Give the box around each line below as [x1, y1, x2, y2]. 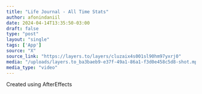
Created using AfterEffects [6, 81, 72, 88]
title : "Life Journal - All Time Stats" [6, 8, 109, 15]
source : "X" [6, 48, 36, 54]
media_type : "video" [6, 64, 58, 71]
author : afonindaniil [6, 14, 61, 20]
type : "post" [6, 31, 39, 37]
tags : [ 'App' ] [6, 43, 42, 48]
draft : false [6, 25, 39, 32]
